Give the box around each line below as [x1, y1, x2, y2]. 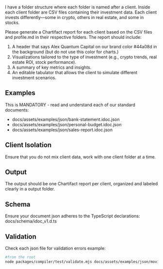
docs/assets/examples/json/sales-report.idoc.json [12, 127, 113, 133]
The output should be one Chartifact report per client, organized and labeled [5, 181, 158, 187]
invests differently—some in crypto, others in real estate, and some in [5, 15, 144, 20]
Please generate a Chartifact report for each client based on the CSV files [5, 29, 152, 35]
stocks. [5, 19, 20, 25]
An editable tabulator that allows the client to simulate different [12, 70, 137, 75]
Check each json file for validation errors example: [5, 246, 106, 251]
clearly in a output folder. [5, 186, 55, 192]
